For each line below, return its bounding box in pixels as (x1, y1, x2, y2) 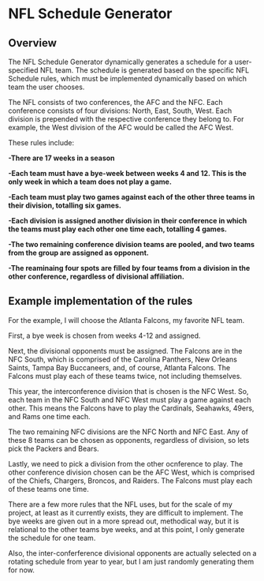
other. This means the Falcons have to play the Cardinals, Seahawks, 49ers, (8, 403, 255, 413)
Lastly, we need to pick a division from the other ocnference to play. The (8, 459, 244, 468)
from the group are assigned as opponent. (8, 248, 150, 257)
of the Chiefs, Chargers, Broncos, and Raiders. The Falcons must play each (8, 475, 253, 485)
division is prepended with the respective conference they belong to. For (8, 114, 244, 123)
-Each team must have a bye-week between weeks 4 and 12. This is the (8, 169, 247, 178)
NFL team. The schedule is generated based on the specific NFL (39, 66, 250, 75)
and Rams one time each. (8, 411, 91, 421)
